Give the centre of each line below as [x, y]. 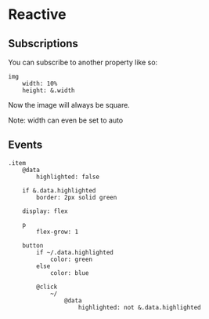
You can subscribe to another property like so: [83, 62]
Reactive [37, 15]
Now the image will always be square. [69, 105]
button [33, 245]
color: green [71, 259]
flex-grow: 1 [58, 232]
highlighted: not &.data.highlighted [139, 307]
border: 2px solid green [77, 197]
